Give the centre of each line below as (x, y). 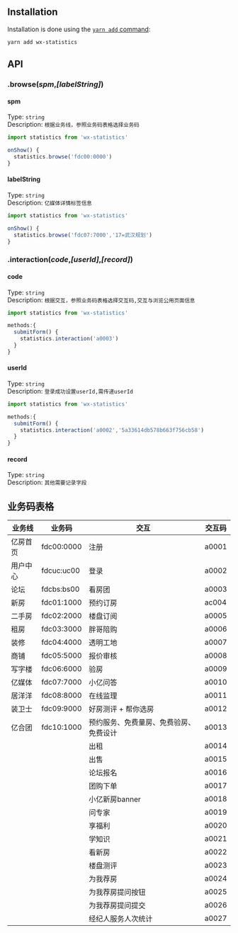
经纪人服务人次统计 (120, 919)
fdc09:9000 (62, 709)
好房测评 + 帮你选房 (121, 709)
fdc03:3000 (62, 629)
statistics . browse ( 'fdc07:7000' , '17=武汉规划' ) (83, 235)
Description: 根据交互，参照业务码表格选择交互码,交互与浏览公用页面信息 (101, 299)
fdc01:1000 (62, 602)
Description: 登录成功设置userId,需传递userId (70, 391)
